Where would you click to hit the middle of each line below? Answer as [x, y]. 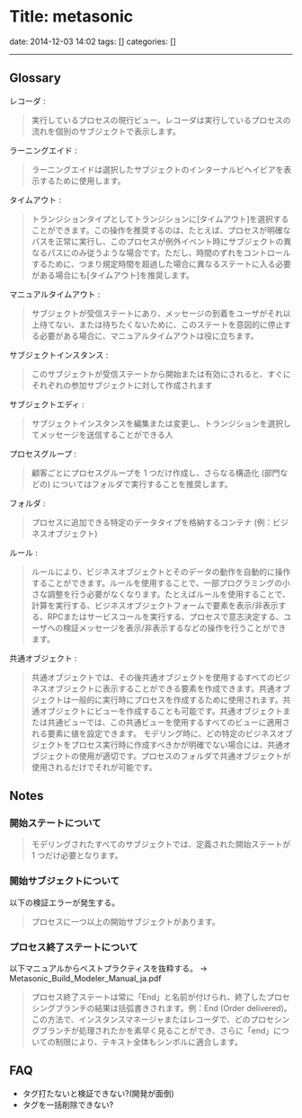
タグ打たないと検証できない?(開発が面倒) [98, 1093]
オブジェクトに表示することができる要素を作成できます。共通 [161, 688]
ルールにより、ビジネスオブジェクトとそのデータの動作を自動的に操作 [161, 572]
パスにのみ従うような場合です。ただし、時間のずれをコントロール [169, 253]
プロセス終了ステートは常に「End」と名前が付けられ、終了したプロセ [160, 997]
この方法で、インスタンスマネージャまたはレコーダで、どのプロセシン [160, 1020]
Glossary [35, 78]
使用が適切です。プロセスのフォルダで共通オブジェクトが [185, 756]
